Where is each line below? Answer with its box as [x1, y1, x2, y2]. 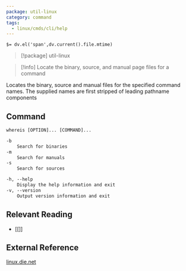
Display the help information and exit [17, 182, 116, 188]
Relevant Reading [6, 210, 72, 220]
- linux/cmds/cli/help [11, 25, 68, 32]
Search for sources [17, 166, 65, 172]
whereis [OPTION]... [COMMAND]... [6, 127, 92, 133]
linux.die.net [6, 258, 37, 266]
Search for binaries [17, 144, 68, 149]
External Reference [6, 242, 79, 253]
